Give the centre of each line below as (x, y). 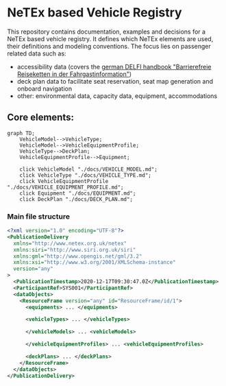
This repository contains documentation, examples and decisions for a (106, 32)
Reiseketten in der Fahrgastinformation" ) (74, 74)
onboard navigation (45, 88)
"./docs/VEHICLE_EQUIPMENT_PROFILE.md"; (66, 187)
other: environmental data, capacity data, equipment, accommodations (117, 96)
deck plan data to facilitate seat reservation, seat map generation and (115, 81)
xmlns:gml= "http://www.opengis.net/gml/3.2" (78, 256)
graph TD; (21, 133)
